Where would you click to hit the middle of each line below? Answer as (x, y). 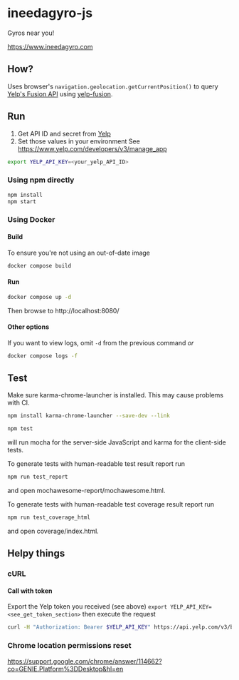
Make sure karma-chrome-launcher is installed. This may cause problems (116, 395)
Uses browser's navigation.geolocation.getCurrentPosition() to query (113, 86)
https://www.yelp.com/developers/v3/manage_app (92, 148)
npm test (20, 429)
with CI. (18, 403)
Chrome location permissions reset (69, 646)
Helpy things (36, 553)
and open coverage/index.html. (53, 531)
